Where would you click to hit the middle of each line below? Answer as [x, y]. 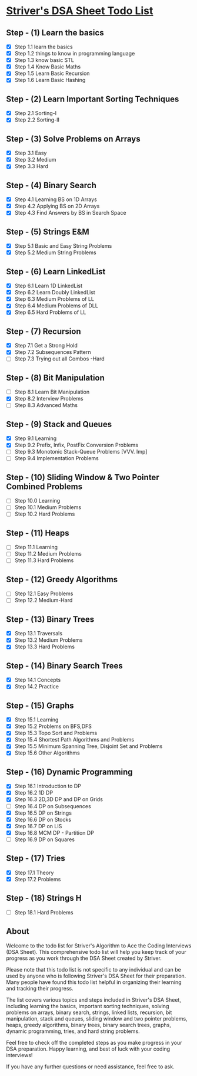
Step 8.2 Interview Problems [49, 399]
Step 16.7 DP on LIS [38, 826]
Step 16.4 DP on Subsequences [53, 806]
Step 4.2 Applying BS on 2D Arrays [57, 206]
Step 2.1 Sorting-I [36, 113]
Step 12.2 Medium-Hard [44, 601]
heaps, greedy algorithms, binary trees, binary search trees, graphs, [89, 1025]
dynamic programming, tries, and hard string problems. [73, 1031]
